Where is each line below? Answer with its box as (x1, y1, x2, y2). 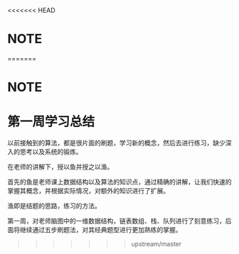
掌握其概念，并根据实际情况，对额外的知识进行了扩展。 (7, 187, 169, 195)
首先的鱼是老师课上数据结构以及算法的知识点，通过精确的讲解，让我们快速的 (7, 177, 232, 187)
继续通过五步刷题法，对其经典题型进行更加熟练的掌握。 (19, 226, 182, 234)
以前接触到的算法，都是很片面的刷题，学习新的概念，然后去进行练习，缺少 (7, 138, 225, 148)
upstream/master (131, 240, 182, 248)
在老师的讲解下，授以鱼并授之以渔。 (7, 162, 114, 171)
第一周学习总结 (7, 114, 95, 130)
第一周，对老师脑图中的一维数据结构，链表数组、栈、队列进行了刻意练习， (7, 216, 225, 226)
